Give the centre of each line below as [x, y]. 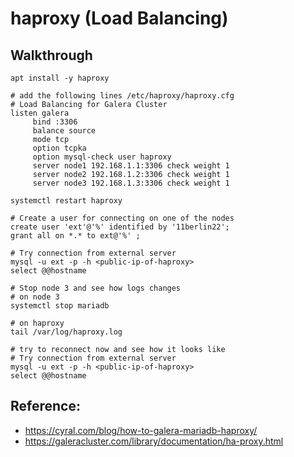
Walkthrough [51, 55]
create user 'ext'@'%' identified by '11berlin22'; [120, 227]
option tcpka [59, 148]
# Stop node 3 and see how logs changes [96, 288]
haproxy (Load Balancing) [119, 18]
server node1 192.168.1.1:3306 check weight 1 [131, 166]
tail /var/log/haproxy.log [66, 332]
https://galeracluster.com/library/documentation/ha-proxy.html [154, 441]
